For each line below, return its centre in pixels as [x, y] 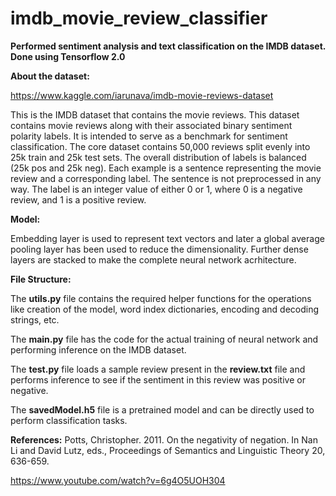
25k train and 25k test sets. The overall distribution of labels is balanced [158, 157]
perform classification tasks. [69, 420]
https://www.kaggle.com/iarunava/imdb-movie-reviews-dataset [142, 95]
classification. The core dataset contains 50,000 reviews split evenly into [160, 146]
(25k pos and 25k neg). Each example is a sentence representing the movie [166, 168]
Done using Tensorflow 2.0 [68, 56]
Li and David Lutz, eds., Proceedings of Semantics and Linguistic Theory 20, [168, 450]
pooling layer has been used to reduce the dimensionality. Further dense [159, 249]
